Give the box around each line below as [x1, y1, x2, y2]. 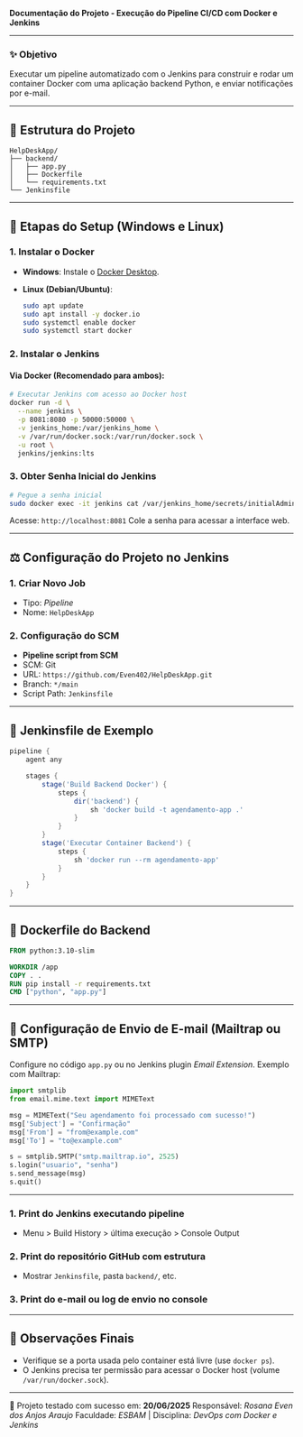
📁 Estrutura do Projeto [9, 122, 135, 138]
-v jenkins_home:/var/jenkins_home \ [17, 423, 160, 432]
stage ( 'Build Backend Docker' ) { [41, 779, 168, 788]
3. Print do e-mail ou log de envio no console [9, 1294, 208, 1306]
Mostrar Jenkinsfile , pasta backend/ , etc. [22, 1271, 178, 1282]
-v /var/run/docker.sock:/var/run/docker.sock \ [17, 432, 204, 441]
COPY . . [9, 971, 42, 980]
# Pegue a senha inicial [9, 491, 103, 500]
